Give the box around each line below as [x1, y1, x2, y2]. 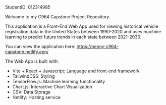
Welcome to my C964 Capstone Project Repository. [5, 14, 111, 19]
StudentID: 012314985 [5, 4, 51, 10]
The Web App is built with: [5, 58, 59, 64]
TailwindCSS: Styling [12, 73, 55, 79]
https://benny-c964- [76, 44, 119, 49]
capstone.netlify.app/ [5, 49, 49, 54]
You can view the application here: [5, 44, 76, 49]
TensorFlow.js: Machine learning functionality [12, 79, 106, 84]
